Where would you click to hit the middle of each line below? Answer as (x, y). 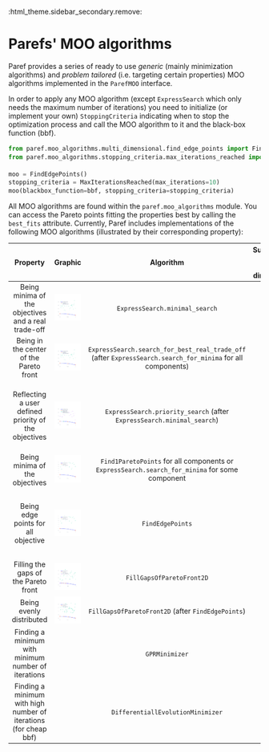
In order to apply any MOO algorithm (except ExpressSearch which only (125, 99)
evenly (30, 611)
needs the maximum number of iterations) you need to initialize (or (118, 107)
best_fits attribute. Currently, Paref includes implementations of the (121, 223)
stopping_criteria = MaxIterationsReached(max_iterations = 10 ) (114, 183)
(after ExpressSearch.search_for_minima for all (167, 358)
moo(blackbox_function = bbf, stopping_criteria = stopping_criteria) (121, 191)
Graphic (68, 262)
